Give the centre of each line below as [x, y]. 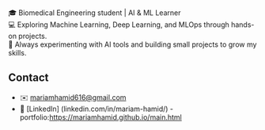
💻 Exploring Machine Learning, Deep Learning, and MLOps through [119, 25]
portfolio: [34, 117]
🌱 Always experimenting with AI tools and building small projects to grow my [132, 44]
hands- [242, 25]
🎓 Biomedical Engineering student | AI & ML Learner [95, 13]
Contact [28, 78]
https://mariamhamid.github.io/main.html [115, 117]
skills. [17, 53]
